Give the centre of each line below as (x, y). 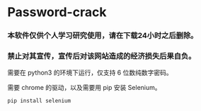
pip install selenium (39, 101)
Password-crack (57, 12)
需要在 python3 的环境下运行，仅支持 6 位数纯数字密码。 (90, 73)
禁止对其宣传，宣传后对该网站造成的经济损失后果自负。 (102, 56)
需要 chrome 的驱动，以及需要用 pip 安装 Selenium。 (84, 88)
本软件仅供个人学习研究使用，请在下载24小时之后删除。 (103, 36)
